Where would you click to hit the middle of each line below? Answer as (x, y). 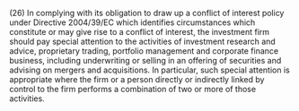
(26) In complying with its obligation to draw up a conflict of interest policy (147, 13)
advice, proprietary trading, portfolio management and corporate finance (144, 51)
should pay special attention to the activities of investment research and (142, 41)
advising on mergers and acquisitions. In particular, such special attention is (149, 70)
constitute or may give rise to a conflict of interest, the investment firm (140, 32)
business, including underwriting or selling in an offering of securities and (145, 60)
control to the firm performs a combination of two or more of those (133, 89)
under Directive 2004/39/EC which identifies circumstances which (132, 22)
